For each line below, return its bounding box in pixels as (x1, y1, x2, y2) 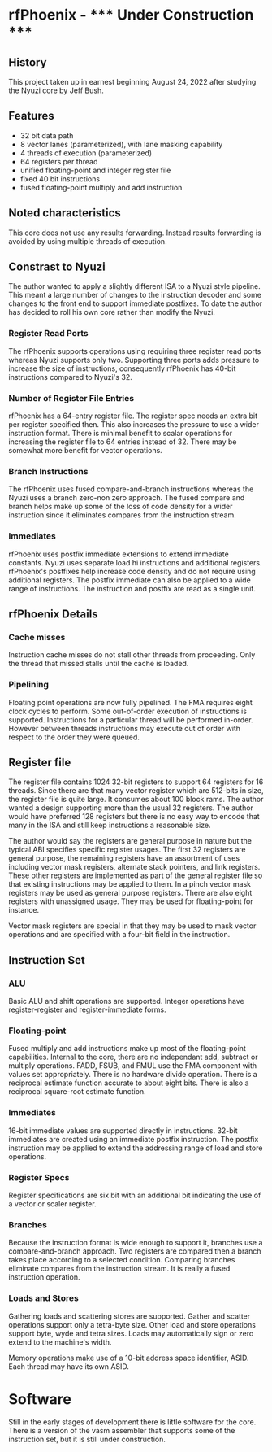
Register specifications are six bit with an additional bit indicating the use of (8, 1190, 261, 1200)
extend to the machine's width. (8, 1336, 112, 1347)
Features (8, 109, 54, 123)
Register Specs (8, 1171, 70, 1183)
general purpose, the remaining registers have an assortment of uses (8, 853, 240, 863)
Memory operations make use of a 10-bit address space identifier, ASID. (8, 1353, 249, 1363)
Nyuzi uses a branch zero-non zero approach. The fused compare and (8, 493, 245, 503)
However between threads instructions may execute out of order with (8, 723, 241, 733)
